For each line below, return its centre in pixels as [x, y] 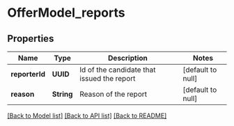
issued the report [108, 78]
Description [127, 58]
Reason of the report [114, 94]
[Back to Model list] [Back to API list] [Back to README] [87, 116]
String [62, 94]
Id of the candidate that [118, 70]
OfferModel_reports [66, 13]
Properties [31, 39]
